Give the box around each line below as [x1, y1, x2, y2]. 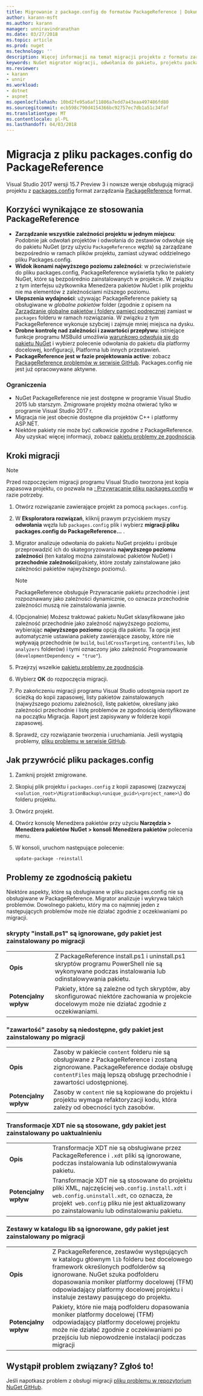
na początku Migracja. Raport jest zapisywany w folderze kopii [14, 713, 171, 720]
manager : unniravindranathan [6, 25, 80, 32]
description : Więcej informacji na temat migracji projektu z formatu [6, 54, 188, 60]
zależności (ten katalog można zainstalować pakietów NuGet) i [14, 552, 173, 559]
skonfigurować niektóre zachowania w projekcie [54, 992, 192, 1000]
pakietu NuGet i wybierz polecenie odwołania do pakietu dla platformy [14, 339, 190, 347]
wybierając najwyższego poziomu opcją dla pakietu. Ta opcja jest [14, 626, 181, 633]
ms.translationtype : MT [6, 110, 66, 116]
